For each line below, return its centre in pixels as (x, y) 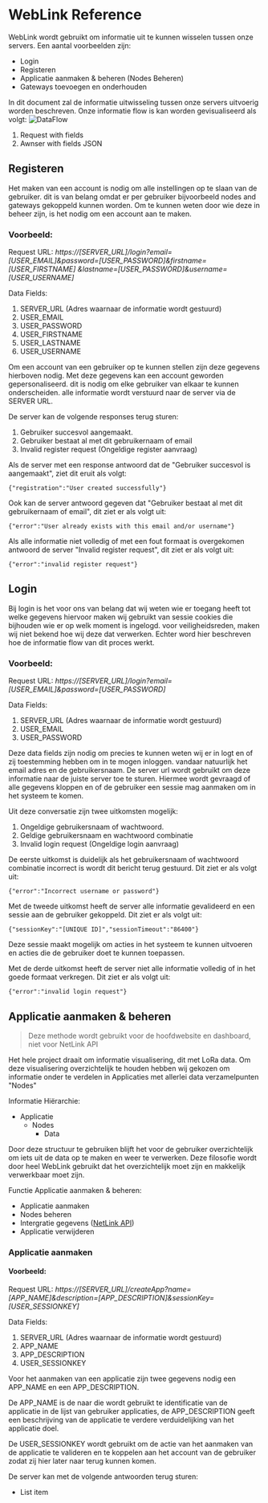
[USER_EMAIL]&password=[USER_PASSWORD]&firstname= (108, 261)
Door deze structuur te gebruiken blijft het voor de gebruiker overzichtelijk (131, 1149)
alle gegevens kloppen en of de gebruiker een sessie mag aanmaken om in (132, 787)
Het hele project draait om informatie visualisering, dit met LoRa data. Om (130, 1060)
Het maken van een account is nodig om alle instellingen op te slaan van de (133, 188)
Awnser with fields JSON (61, 143)
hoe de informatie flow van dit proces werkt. (81, 642)
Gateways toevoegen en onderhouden (83, 87)
